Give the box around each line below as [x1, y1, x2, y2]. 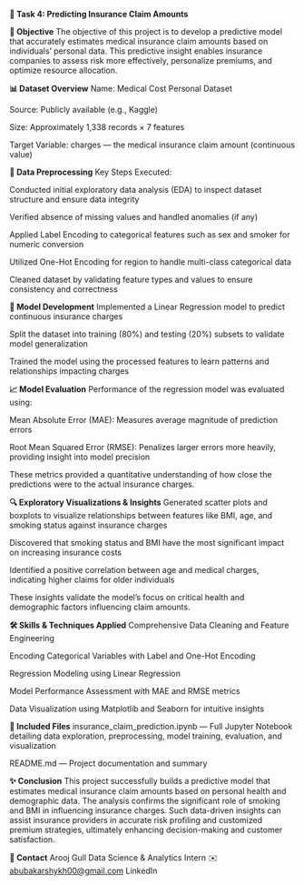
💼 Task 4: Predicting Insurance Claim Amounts [9, 9, 189, 19]
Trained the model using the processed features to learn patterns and [9, 356, 270, 367]
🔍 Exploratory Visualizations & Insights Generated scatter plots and [9, 497, 268, 508]
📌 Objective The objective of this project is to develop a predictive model [9, 26, 283, 36]
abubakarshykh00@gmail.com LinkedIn [9, 865, 158, 876]
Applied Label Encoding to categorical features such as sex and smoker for [9, 229, 290, 240]
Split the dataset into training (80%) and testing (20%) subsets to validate [9, 328, 285, 339]
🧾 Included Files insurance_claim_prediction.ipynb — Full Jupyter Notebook [9, 721, 293, 731]
